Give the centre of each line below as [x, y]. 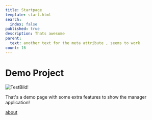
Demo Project [35, 73]
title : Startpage [24, 10]
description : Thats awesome [35, 34]
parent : [14, 39]
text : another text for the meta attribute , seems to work [75, 43]
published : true [22, 29]
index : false [24, 24]
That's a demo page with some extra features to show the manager [76, 97]
